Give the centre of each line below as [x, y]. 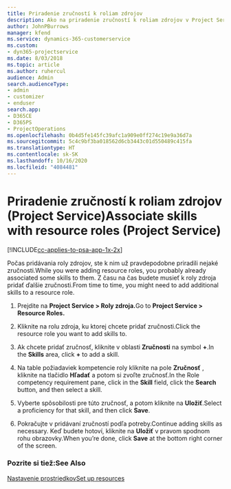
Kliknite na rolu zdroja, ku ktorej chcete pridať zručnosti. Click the [109, 326]
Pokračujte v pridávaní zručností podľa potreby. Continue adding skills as [120, 424]
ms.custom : [23, 45]
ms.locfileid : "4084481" [43, 167]
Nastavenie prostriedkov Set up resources [66, 478]
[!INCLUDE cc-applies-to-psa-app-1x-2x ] [65, 249]
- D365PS [20, 122]
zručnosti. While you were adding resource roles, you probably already [107, 270]
